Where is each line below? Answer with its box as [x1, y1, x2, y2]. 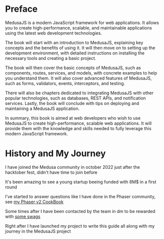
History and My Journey [5, 148, 106, 159]
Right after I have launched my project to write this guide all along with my [5, 223, 155, 229]
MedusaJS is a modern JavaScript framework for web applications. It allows [5, 20, 159, 26]
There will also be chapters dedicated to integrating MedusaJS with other [5, 90, 154, 96]
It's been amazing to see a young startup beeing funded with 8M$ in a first [5, 179, 157, 185]
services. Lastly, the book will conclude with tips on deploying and [5, 100, 139, 106]
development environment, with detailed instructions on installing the [5, 50, 145, 56]
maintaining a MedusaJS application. [5, 106, 80, 111]
